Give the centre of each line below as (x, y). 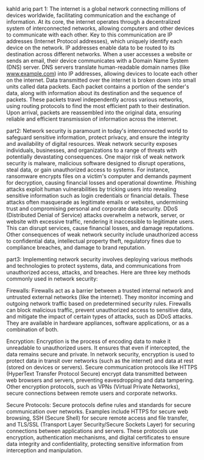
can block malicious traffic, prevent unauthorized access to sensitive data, (100, 310)
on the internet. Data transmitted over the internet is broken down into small (101, 80)
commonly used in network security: (52, 279)
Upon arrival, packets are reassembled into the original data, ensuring (94, 113)
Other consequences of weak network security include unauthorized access (102, 235)
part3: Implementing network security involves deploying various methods (100, 259)
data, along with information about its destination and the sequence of (94, 93)
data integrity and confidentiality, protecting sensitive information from (95, 444)
